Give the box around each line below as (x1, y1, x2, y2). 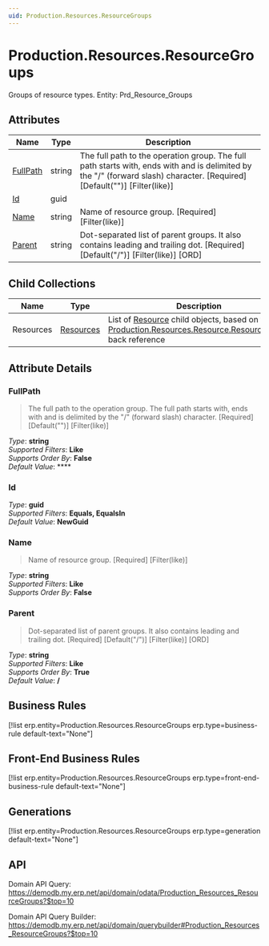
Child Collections (8, 277, 96, 290)
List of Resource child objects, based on (107, 314, 259, 325)
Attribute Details (8, 362, 92, 375)
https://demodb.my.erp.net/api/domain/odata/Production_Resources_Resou (8, 887, 259, 898)
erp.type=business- (191, 720, 258, 730)
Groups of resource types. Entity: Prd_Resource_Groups (8, 90, 193, 99)
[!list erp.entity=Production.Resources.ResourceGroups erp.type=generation (8, 827, 261, 836)
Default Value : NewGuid (8, 517, 89, 527)
